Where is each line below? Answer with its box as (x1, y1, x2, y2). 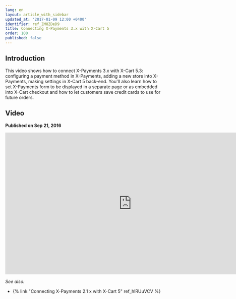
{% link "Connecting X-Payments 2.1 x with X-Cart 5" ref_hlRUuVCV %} (12, 288, 161, 294)
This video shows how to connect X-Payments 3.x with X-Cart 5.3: (5, 68, 144, 74)
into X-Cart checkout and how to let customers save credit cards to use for (5, 89, 161, 95)
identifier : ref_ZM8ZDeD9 (5, 21, 60, 27)
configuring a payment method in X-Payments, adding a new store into (5, 73, 152, 79)
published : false (5, 36, 42, 41)
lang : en (5, 7, 24, 13)
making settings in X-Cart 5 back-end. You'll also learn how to (28, 78, 157, 84)
